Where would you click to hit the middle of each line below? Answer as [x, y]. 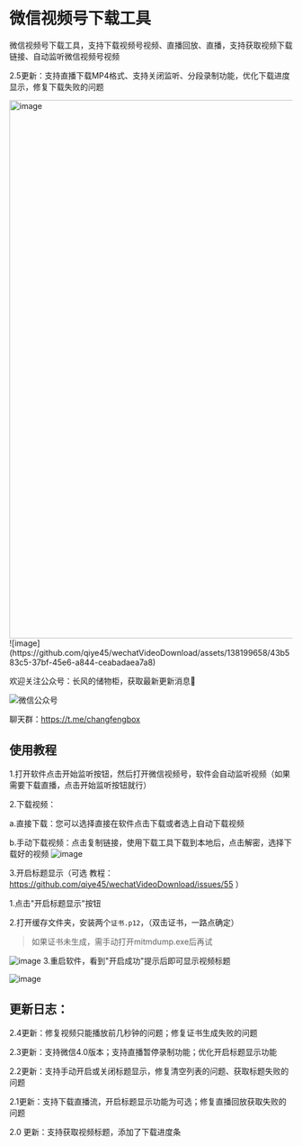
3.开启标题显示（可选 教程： [62, 873]
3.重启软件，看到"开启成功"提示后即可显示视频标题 [137, 960]
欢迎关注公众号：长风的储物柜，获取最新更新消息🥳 [102, 680]
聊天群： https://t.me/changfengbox [75, 719]
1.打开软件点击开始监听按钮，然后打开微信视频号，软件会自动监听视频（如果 [150, 773]
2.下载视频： [33, 804]
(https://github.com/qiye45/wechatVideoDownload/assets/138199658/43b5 [150, 652]
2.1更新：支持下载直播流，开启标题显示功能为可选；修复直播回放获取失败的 [148, 1101]
